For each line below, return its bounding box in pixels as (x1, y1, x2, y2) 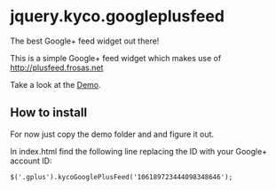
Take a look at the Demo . (10, 79, 101, 90)
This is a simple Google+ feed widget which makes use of (10, 52, 222, 63)
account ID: (10, 155, 52, 166)
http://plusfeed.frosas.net (10, 62, 104, 73)
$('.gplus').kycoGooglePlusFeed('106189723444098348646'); (10, 172, 233, 181)
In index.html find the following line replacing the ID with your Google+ (10, 146, 268, 156)
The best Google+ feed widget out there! (10, 36, 160, 46)
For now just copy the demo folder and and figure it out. (10, 129, 215, 139)
